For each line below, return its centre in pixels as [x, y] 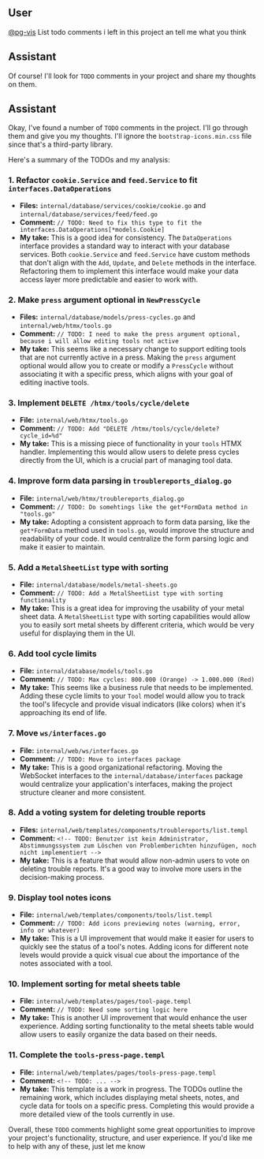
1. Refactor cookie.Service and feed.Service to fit [103, 181]
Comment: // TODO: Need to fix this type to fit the [111, 222]
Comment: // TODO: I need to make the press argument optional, [130, 334]
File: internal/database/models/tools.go [86, 671]
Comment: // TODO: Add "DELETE [74, 428]
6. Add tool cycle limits [52, 654]
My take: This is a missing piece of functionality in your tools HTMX [130, 444]
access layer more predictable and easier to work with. [109, 279]
